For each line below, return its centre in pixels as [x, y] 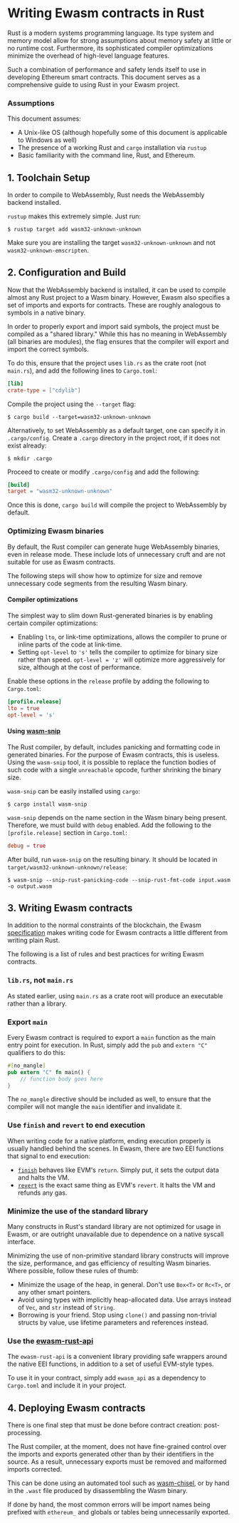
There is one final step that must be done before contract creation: [105, 1425]
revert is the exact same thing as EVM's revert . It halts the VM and [116, 1185]
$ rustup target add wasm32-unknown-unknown [74, 230]
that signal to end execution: [49, 1156]
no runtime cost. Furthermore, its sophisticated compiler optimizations [110, 48]
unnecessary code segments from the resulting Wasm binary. [98, 583]
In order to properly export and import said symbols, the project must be [113, 326]
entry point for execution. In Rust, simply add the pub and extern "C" [107, 1045]
